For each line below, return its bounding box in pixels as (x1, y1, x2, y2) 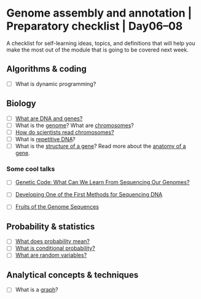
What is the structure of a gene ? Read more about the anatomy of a (15, 142, 186, 150)
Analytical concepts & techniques (6, 270, 139, 280)
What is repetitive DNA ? (15, 135, 76, 142)
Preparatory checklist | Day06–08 (6, 19, 183, 33)
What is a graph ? (15, 286, 58, 293)
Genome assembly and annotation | (6, 6, 192, 20)
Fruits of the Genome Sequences (15, 203, 100, 211)
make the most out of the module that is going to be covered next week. (6, 46, 189, 53)
